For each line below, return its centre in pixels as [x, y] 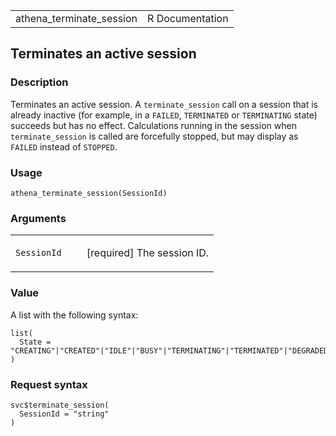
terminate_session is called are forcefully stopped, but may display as [154, 136]
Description [39, 82]
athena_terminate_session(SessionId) [89, 193]
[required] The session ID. [148, 253]
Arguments [38, 218]
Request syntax [49, 384]
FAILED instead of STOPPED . [64, 146]
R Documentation [188, 18]
